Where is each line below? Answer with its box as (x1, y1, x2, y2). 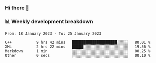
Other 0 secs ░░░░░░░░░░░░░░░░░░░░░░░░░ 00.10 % (5, 53, 151, 58)
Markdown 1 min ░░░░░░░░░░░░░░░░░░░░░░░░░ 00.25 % (5, 49, 151, 54)
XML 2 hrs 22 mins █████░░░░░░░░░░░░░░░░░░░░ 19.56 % (5, 44, 151, 49)
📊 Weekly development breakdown (5, 18, 93, 25)
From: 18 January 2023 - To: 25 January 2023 (5, 31, 101, 36)
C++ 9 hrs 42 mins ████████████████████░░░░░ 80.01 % (5, 40, 151, 45)
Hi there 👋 (5, 4, 30, 11)
